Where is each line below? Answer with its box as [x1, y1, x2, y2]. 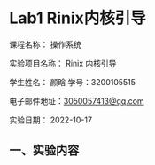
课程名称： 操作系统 [9, 39, 81, 50]
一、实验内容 [9, 143, 80, 158]
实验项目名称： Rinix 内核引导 [9, 58, 117, 68]
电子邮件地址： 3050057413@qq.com [9, 95, 144, 106]
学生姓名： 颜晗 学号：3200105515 [9, 76, 136, 87]
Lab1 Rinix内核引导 [9, 8, 146, 28]
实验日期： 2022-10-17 [9, 114, 93, 125]
